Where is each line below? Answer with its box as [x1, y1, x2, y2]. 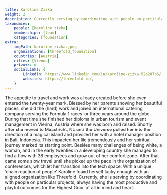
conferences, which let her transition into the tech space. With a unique [5, 163, 152, 169]
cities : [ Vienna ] [14, 58, 50, 63]
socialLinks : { [14, 67, 46, 72]
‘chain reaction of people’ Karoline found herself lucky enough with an [5, 168, 149, 174]
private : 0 [14, 63, 37, 67]
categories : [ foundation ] [14, 35, 68, 40]
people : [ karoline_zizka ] [14, 26, 68, 31]
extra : [5, 40, 19, 45]
